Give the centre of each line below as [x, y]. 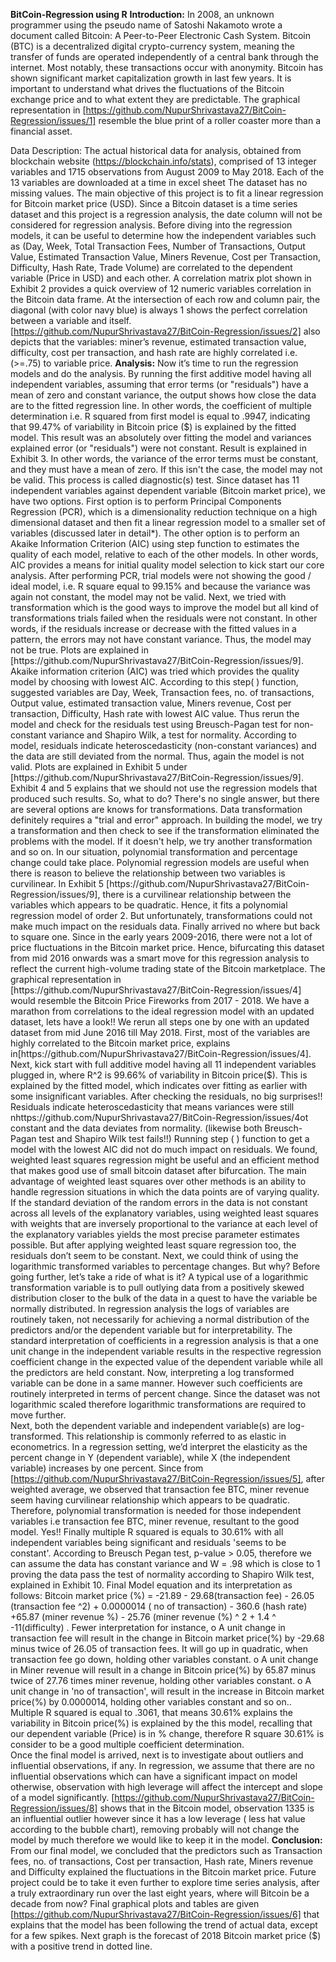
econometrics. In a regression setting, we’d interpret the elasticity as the [159, 1447]
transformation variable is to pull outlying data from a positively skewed [157, 1287]
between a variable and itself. [71, 320]
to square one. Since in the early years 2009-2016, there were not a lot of [161, 937]
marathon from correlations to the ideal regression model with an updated [162, 1011]
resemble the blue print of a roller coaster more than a [210, 120]
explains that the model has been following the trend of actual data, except [164, 1925]
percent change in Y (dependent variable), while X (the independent [150, 1457]
